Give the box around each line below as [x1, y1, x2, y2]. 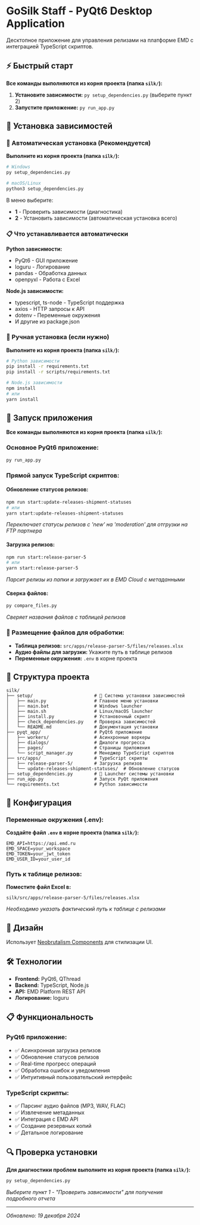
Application [6, 17, 65, 30]
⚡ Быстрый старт [6, 61, 73, 71]
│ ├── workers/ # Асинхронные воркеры [6, 734, 151, 741]
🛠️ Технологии [6, 956, 62, 967]
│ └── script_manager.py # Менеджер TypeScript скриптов [6, 750, 174, 756]
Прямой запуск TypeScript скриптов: [6, 471, 120, 479]
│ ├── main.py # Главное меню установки [6, 698, 159, 704]
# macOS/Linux [6, 180, 42, 186]
